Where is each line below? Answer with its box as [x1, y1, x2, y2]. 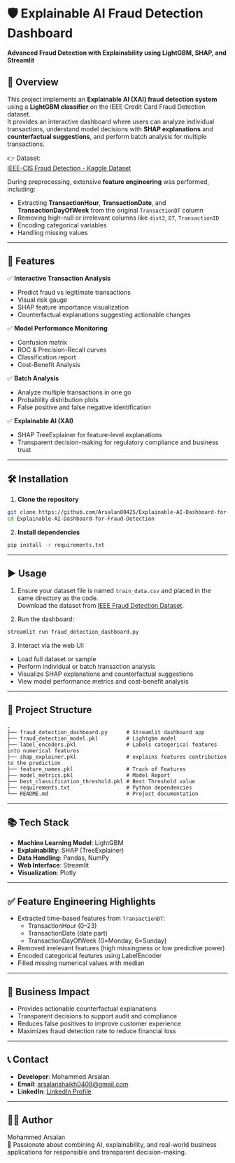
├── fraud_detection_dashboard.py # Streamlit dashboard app [7, 729, 205, 736]
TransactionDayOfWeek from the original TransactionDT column [17, 206, 204, 214]
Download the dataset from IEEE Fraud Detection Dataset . [17, 601, 184, 609]
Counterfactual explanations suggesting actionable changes [17, 310, 191, 319]
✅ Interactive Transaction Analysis [7, 274, 111, 282]
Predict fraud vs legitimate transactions [17, 288, 131, 296]
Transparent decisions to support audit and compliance [17, 1011, 177, 1020]
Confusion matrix [17, 338, 68, 346]
